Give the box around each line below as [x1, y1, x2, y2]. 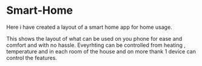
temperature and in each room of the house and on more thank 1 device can [6, 47, 196, 55]
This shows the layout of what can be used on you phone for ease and [6, 35, 183, 42]
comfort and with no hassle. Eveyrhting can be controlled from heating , [6, 41, 186, 49]
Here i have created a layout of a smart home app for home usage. [6, 23, 173, 31]
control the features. [6, 54, 58, 61]
